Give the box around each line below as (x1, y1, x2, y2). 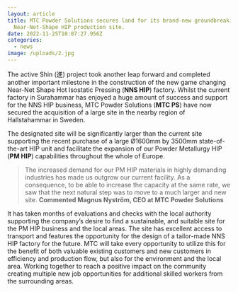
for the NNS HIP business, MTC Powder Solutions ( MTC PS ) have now (7, 100, 212, 109)
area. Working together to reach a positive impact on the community (7, 262, 207, 270)
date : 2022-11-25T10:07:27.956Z (7, 30, 103, 37)
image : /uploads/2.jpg (7, 50, 74, 57)
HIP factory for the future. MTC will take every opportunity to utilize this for (7, 239, 226, 247)
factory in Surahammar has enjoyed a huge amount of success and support (7, 93, 228, 101)
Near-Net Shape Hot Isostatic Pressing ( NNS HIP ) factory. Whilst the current (7, 86, 230, 94)
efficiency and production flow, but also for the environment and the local (7, 254, 222, 262)
